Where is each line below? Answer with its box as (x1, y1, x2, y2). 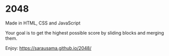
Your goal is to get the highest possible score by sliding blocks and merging (5, 30, 164, 36)
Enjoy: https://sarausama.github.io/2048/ (5, 45, 92, 51)
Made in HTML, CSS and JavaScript (5, 20, 80, 26)
